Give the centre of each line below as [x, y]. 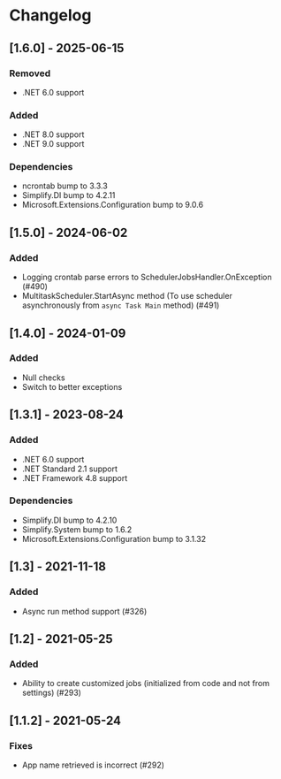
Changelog [50, 15]
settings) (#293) [52, 693]
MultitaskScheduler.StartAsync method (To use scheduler [127, 296]
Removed [30, 73]
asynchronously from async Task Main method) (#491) [121, 305]
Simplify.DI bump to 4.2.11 [68, 195]
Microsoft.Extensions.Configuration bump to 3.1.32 [114, 538]
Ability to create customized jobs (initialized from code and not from [145, 684]
